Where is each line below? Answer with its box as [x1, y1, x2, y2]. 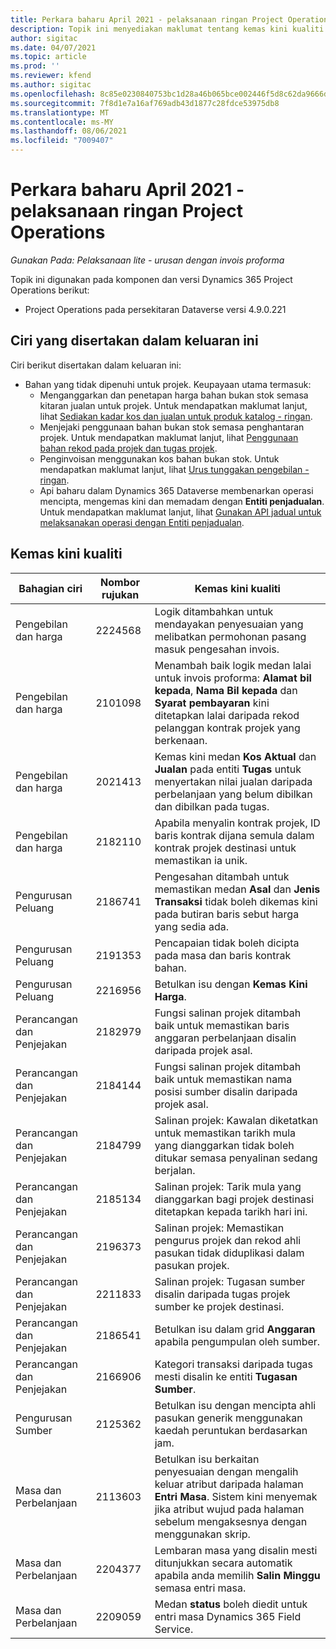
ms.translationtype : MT [10, 107, 110, 118]
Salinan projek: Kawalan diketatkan [154, 1113, 319, 1127]
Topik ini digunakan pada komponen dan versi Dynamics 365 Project [10, 273, 293, 285]
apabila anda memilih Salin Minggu [154, 1568, 321, 1582]
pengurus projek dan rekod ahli [154, 1233, 302, 1247]
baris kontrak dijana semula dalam [154, 828, 315, 842]
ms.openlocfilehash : [10, 89, 97, 99]
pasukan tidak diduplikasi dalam [154, 1246, 305, 1260]
